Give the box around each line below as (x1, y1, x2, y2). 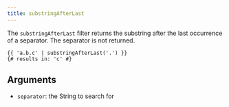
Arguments (7, 74, 57, 86)
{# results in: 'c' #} (7, 56, 72, 62)
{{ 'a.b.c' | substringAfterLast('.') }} (7, 49, 128, 56)
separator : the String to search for (17, 92, 115, 100)
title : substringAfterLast (7, 10, 85, 17)
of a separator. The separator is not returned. (7, 36, 135, 45)
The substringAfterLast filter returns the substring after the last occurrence (7, 29, 223, 37)
